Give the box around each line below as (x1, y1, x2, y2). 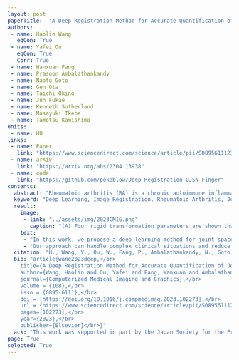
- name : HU (10, 130, 43, 137)
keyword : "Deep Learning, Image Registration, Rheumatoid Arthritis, (14, 196, 224, 203)
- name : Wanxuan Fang (10, 63, 75, 71)
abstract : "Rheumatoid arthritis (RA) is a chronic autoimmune (14, 190, 205, 197)
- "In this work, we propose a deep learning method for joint (23, 236, 215, 243)
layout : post (7, 10, 46, 18)
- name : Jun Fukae (10, 97, 65, 104)
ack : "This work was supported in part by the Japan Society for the (14, 329, 224, 336)
